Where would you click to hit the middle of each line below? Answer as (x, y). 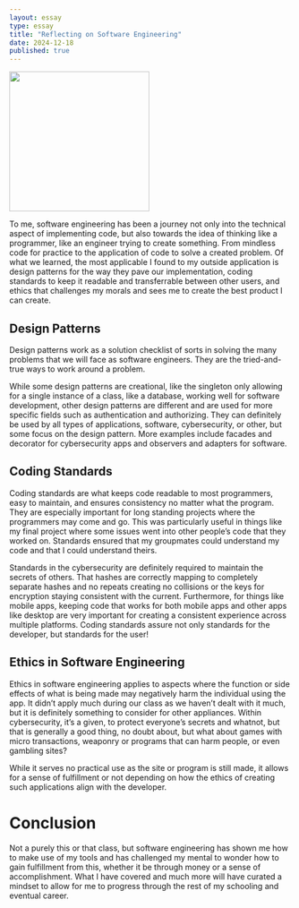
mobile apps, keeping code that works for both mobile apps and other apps (148, 605)
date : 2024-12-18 (42, 43)
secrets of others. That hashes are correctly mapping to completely (133, 577)
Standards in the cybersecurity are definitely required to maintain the (137, 567)
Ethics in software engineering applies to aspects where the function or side (150, 684)
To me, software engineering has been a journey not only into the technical (148, 224)
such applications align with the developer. (88, 787)
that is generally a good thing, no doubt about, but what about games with (146, 732)
